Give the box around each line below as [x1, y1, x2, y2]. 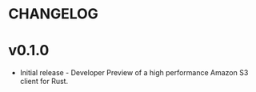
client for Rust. [19, 77, 69, 86]
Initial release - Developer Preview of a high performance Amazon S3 [19, 68, 249, 78]
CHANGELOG [8, 5, 98, 23]
